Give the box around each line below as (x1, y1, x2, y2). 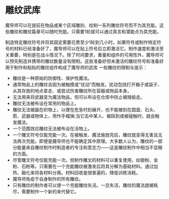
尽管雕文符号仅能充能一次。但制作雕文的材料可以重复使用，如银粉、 (12, 157, 154, 163)
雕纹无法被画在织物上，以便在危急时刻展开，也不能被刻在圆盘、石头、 (12, 106, 158, 112)
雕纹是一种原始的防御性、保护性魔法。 (12, 75, 92, 81)
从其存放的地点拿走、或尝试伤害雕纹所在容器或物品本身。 (12, 88, 132, 94)
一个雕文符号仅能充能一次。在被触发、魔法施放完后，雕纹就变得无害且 (12, 131, 158, 138)
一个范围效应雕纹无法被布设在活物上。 (12, 125, 92, 131)
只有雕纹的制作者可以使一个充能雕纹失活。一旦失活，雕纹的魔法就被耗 (12, 182, 158, 188)
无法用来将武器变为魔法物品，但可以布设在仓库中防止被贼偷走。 (12, 94, 145, 100)
